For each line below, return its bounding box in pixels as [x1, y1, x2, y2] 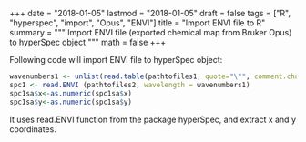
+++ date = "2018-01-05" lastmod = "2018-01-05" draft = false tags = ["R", [9, 8, 291, 18]
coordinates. [9, 123, 56, 135]
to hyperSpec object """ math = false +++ [9, 36, 167, 47]
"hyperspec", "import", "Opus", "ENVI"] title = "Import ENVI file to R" [9, 17, 266, 28]
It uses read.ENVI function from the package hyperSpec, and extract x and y [9, 114, 296, 125]
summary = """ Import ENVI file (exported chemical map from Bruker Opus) [9, 27, 292, 37]
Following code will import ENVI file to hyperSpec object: [9, 55, 223, 65]
